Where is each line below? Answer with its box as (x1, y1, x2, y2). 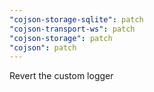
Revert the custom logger (9, 70, 114, 82)
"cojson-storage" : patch (9, 33, 113, 43)
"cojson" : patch (9, 42, 77, 53)
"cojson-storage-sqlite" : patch (9, 14, 144, 25)
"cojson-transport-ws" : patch (9, 24, 136, 34)
